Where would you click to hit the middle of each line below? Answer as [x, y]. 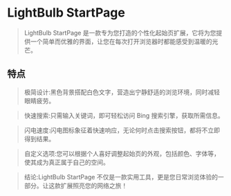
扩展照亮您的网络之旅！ [94, 186]
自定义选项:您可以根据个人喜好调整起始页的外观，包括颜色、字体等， [122, 153]
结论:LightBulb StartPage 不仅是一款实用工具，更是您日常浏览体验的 [121, 177]
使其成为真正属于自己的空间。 [66, 162]
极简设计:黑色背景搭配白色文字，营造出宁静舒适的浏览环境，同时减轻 [122, 92]
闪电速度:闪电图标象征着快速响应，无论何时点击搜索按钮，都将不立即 [122, 130]
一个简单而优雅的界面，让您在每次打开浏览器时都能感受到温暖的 [121, 41]
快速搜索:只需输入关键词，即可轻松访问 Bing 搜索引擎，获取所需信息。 [124, 115]
